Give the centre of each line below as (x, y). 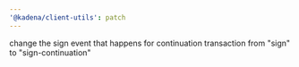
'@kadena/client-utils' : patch (68, 17)
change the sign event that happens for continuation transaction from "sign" (150, 43)
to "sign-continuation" (50, 52)
